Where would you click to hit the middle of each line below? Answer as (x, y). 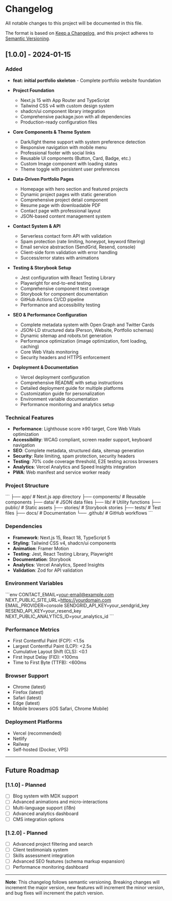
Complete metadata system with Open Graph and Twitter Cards (87, 324)
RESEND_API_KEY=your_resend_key (44, 611)
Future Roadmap (32, 771)
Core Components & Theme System (51, 132)
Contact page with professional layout (60, 211)
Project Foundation (34, 90)
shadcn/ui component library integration (63, 111)
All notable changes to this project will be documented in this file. (74, 23)
